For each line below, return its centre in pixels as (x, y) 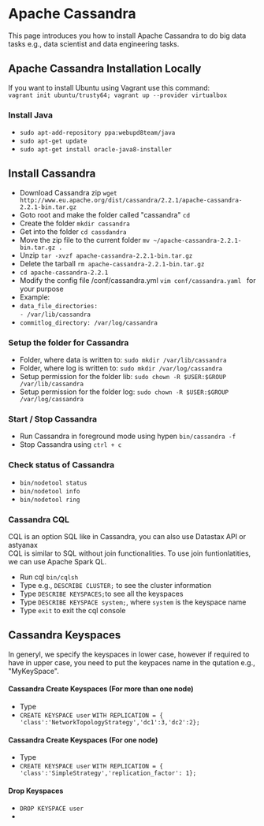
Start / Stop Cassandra (52, 419)
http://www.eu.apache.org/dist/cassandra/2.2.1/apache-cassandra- (131, 200)
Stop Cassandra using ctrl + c (71, 445)
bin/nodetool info (50, 491)
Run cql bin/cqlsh (49, 577)
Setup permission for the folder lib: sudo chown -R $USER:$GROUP (123, 377)
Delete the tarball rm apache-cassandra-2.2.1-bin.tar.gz (112, 263)
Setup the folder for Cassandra (69, 342)
